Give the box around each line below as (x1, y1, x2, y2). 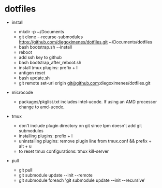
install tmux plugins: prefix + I (18, 64, 78, 71)
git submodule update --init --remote (18, 172, 93, 178)
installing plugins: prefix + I (18, 133, 73, 139)
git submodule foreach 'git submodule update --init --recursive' (18, 177, 146, 183)
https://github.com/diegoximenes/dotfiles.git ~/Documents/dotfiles (18, 39, 153, 44)
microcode (11, 89, 33, 95)
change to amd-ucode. (18, 104, 65, 110)
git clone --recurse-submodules (18, 34, 83, 40)
